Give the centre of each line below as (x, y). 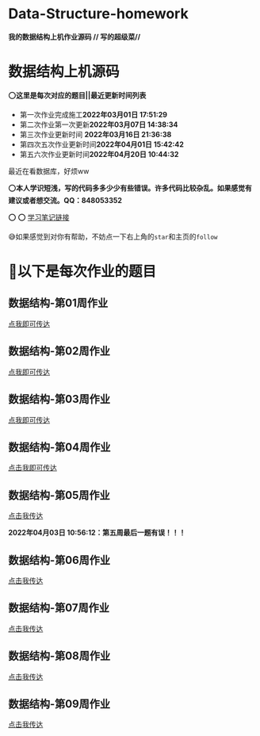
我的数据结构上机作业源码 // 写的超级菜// (75, 36)
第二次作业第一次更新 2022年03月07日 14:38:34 (99, 125)
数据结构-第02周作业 (59, 351)
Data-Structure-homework (98, 14)
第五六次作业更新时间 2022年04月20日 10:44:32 (99, 154)
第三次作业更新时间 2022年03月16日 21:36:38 (96, 134)
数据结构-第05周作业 (59, 495)
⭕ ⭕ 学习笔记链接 (39, 217)
